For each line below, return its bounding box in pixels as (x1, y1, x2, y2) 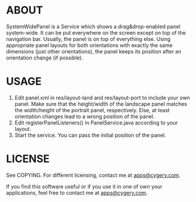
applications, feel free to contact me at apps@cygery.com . (6, 189, 148, 196)
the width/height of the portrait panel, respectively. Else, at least (14, 106, 170, 113)
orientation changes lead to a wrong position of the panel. (14, 113, 155, 120)
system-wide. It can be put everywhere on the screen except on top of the (6, 29, 186, 36)
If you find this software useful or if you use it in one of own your (6, 183, 163, 190)
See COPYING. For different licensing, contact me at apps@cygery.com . (6, 171, 181, 179)
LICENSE (6, 152, 50, 166)
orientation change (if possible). (6, 54, 83, 61)
